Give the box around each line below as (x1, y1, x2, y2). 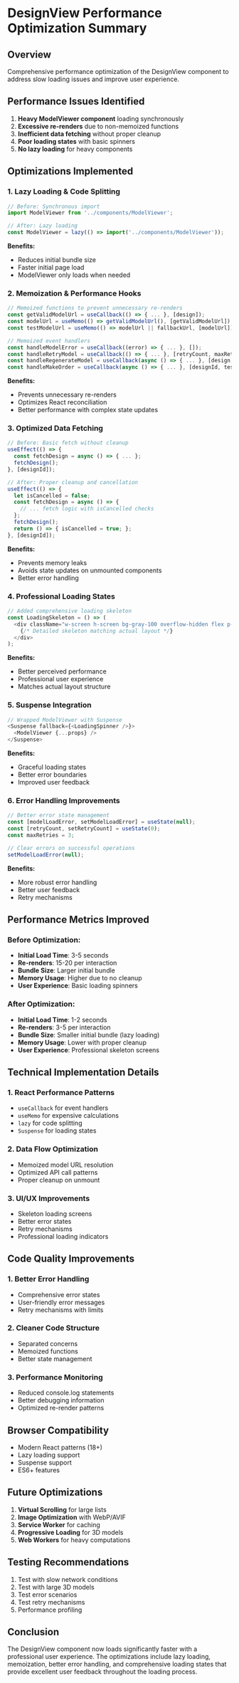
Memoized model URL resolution (17, 1160, 114, 1169)
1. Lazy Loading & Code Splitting (7, 187, 121, 196)
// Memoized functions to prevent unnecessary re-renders (7, 305, 183, 312)
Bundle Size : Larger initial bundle (17, 966, 116, 975)
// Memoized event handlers (7, 337, 91, 345)
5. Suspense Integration (7, 700, 92, 710)
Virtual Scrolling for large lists (17, 1505, 107, 1514)
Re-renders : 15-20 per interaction (17, 959, 117, 968)
